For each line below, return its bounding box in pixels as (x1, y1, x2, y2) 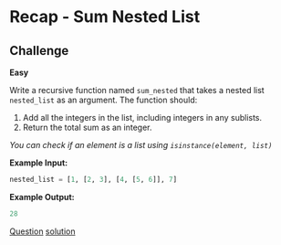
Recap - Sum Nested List (9, 6, 201, 27)
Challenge (9, 43, 69, 59)
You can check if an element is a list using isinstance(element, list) (9, 140, 273, 150)
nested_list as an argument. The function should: (9, 94, 198, 105)
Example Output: (9, 191, 75, 202)
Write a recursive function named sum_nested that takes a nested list (9, 85, 265, 95)
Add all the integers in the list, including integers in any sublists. (22, 112, 263, 122)
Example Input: (9, 157, 68, 168)
